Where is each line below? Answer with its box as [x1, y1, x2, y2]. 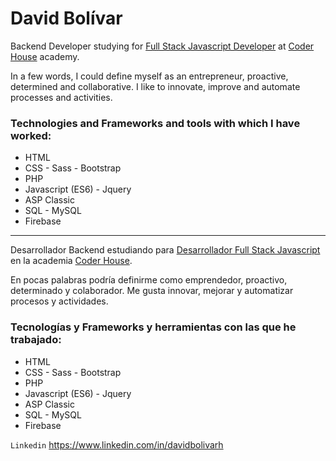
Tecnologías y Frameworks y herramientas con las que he [10, 320, 297, 334]
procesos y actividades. [10, 295, 109, 307]
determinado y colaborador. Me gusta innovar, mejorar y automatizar [10, 285, 294, 297]
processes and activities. [10, 91, 113, 103]
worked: [10, 128, 52, 142]
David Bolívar [10, 7, 123, 30]
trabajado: [10, 333, 62, 347]
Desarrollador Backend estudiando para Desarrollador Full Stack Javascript [10, 244, 321, 256]
